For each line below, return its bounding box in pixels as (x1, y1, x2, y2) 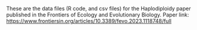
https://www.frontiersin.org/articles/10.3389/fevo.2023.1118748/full (6, 18, 172, 24)
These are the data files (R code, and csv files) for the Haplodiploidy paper (6, 5, 191, 12)
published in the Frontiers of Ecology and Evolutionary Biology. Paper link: (6, 11, 189, 18)
